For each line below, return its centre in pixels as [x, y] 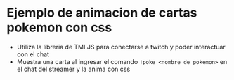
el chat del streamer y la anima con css [73, 69]
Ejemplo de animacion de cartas [102, 13]
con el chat [33, 54]
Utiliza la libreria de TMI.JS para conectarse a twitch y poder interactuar [121, 47]
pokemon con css [59, 27]
